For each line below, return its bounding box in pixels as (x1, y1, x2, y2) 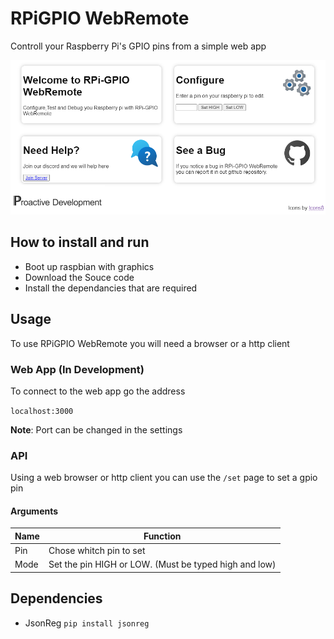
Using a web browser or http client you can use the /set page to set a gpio (10, 472, 318, 484)
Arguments (10, 505, 59, 517)
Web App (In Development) (10, 362, 145, 376)
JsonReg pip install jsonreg (24, 617, 150, 629)
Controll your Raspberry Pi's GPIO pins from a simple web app (10, 40, 267, 52)
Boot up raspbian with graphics (24, 260, 155, 272)
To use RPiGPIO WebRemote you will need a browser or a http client (10, 337, 290, 349)
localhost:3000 (10, 406, 74, 416)
